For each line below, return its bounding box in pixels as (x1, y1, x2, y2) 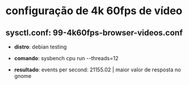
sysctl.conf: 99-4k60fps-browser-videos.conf (5, 28, 183, 38)
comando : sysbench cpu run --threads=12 (14, 55, 119, 61)
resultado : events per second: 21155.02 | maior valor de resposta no (14, 66, 181, 73)
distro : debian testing (14, 43, 67, 50)
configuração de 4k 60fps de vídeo (5, 4, 183, 18)
